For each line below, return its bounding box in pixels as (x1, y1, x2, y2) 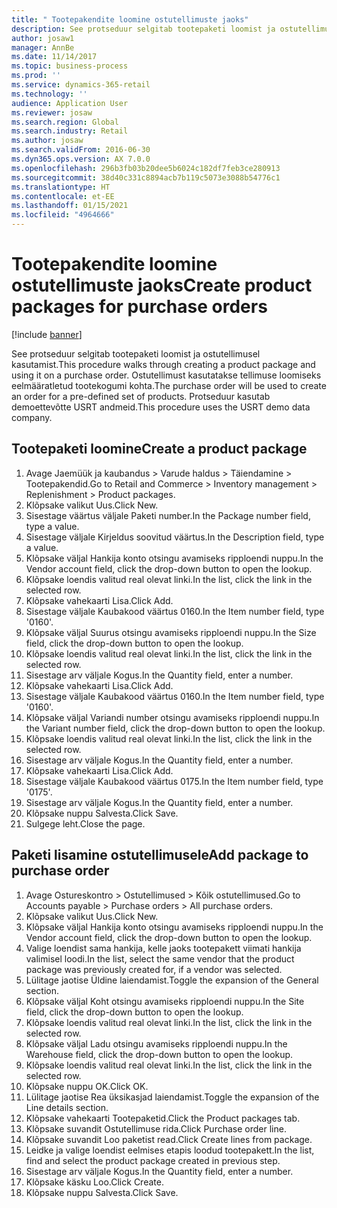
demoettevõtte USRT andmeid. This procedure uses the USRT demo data (11, 401, 311, 413)
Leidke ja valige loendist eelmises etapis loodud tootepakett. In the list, (25, 1144, 315, 1156)
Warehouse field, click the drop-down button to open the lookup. (25, 1048, 294, 1060)
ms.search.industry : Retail (11, 126, 129, 136)
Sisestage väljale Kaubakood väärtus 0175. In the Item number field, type (25, 775, 324, 787)
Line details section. (25, 1101, 109, 1113)
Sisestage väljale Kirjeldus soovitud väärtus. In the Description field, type (25, 531, 325, 543)
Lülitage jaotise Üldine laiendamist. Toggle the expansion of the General (25, 974, 319, 986)
